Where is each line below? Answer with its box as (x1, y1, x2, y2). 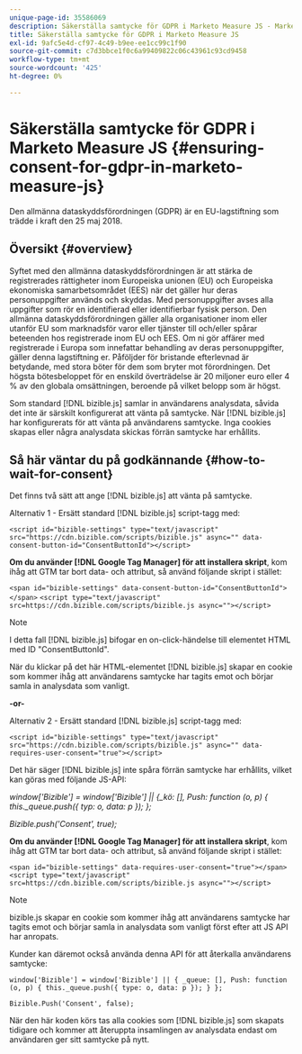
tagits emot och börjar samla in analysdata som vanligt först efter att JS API (9, 922, 289, 932)
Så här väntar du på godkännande (9, 452, 203, 468)
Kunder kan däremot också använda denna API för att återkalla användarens (9, 949, 292, 959)
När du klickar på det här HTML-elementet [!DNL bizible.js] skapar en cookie (9, 661, 293, 672)
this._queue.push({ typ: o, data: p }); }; (9, 801, 152, 812)
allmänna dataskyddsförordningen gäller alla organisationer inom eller (9, 313, 268, 324)
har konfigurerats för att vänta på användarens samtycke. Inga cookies (9, 416, 271, 428)
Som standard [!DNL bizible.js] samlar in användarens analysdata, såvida (9, 397, 280, 408)
